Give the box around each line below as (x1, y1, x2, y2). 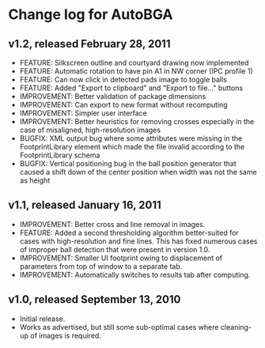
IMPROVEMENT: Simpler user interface (19, 108, 148, 118)
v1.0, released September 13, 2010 (8, 293, 181, 306)
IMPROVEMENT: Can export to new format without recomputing (19, 100, 228, 109)
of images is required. (30, 331, 101, 340)
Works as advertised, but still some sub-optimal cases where (19, 322, 219, 331)
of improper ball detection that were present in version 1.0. (19, 244, 210, 254)
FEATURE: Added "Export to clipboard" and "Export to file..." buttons (19, 83, 244, 93)
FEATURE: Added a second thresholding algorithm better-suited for (19, 228, 239, 237)
